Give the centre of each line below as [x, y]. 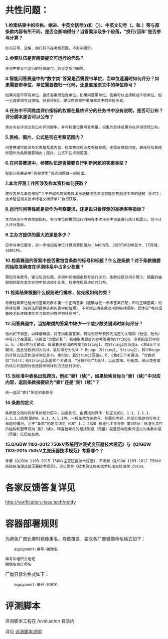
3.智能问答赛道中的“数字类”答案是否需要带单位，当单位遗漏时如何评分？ [80, 78]
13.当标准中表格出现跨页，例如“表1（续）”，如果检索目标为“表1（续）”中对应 [83, 376]
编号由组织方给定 [20, 559]
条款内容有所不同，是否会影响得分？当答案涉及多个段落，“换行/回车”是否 [81, 31]
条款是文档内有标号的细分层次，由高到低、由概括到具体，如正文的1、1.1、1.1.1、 [79, 413]
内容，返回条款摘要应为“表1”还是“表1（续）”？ [53, 382]
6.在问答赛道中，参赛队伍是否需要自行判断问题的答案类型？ [67, 163]
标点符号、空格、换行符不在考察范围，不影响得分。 [50, 48]
